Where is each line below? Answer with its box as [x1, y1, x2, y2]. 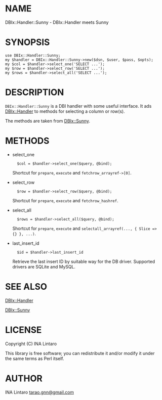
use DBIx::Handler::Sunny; [5, 53, 61, 58]
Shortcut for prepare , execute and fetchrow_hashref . [12, 197, 119, 203]
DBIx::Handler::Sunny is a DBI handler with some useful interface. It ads [5, 103, 152, 109]
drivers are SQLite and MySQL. [12, 264, 76, 269]
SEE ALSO [5, 281, 47, 292]
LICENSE [5, 324, 42, 335]
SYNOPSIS [5, 37, 50, 48]
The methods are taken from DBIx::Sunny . [5, 118, 90, 124]
